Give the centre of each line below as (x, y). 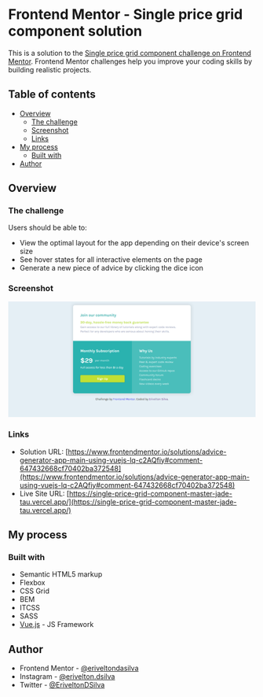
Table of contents (52, 95)
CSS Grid (34, 591)
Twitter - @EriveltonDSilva (62, 685)
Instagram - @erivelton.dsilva (67, 677)
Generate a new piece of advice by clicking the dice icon (111, 268)
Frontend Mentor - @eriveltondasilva (79, 668)
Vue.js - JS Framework (57, 625)
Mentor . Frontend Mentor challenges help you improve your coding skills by (130, 61)
